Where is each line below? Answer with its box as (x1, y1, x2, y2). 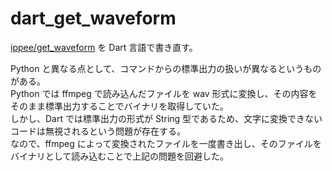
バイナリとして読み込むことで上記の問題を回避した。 (10, 150, 229, 162)
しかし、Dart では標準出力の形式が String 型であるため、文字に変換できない (10, 112, 323, 124)
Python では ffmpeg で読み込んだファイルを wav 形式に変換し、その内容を (10, 87, 318, 99)
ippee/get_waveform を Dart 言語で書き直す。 (10, 41, 198, 53)
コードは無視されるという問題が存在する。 (10, 125, 186, 137)
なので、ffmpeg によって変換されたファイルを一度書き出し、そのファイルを (10, 137, 322, 149)
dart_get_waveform (10, 7, 177, 30)
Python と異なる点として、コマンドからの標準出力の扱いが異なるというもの (10, 62, 322, 74)
